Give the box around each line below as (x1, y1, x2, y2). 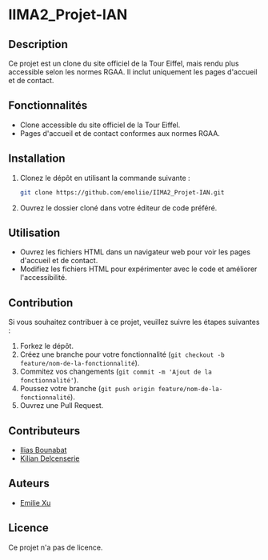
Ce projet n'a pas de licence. (8, 542, 103, 552)
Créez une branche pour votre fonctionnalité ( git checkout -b (19, 350, 226, 359)
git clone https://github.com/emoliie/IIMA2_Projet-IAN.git (19, 188, 225, 197)
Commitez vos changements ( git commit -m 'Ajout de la (19, 366, 212, 377)
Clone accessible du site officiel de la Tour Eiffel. (19, 120, 181, 130)
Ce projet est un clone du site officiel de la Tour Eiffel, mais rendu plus (8, 58, 239, 68)
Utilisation (8, 226, 61, 239)
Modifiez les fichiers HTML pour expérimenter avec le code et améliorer (19, 264, 258, 274)
